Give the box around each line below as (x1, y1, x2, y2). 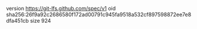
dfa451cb (6, 17, 29, 24)
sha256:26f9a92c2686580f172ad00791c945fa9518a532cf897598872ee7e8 (6, 11, 192, 18)
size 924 (29, 17, 51, 24)
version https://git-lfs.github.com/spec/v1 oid (6, 5, 116, 12)
